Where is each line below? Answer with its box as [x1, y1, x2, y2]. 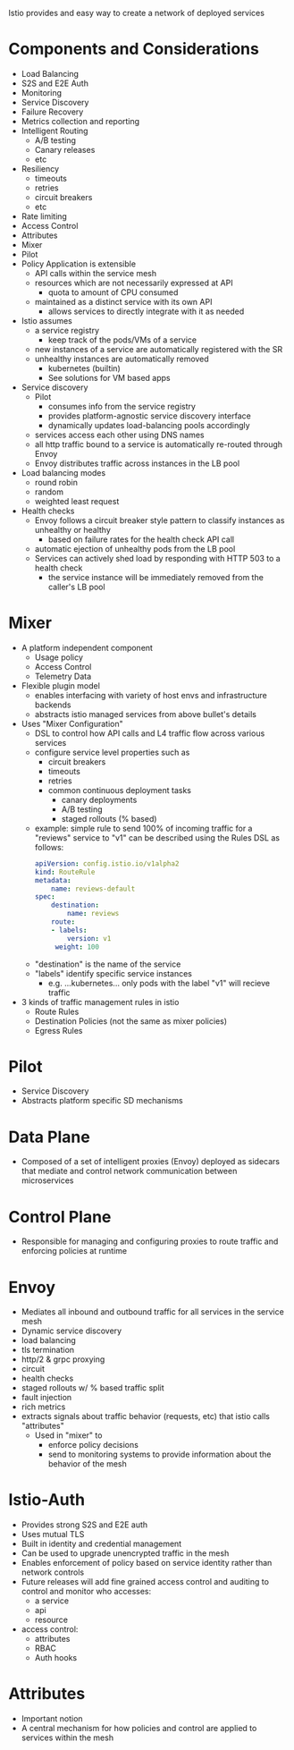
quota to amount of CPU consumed [47, 286, 179, 298]
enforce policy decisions [47, 1440, 139, 1450]
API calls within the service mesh [34, 267, 157, 278]
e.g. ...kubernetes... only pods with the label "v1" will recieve [47, 977, 270, 988]
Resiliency [21, 163, 60, 173]
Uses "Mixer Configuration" [21, 718, 123, 729]
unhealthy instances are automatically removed [34, 353, 209, 364]
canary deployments [61, 794, 138, 805]
